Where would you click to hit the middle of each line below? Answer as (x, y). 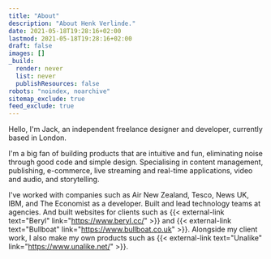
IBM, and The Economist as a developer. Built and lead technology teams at (135, 204)
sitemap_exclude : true (47, 99)
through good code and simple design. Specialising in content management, (136, 162)
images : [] (27, 53)
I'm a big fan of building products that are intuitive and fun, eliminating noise (136, 154)
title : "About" (34, 16)
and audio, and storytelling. (54, 180)
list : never (36, 76)
